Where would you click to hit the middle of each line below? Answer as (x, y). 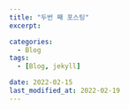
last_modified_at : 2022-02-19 (65, 90)
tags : (19, 58)
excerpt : (25, 26)
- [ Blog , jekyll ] (49, 66)
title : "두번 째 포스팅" (49, 17)
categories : (31, 42)
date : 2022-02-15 (41, 82)
